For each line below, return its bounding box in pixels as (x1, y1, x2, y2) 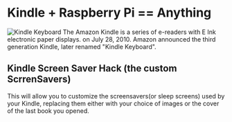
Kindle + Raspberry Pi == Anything (7, 5, 212, 21)
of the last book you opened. (7, 106, 89, 115)
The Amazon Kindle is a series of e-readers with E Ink (62, 28, 216, 36)
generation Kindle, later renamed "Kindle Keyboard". (7, 42, 157, 51)
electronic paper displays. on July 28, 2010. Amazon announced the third (7, 35, 216, 43)
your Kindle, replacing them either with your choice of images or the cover (7, 99, 220, 107)
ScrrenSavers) (7, 73, 71, 85)
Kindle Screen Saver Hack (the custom (7, 62, 177, 74)
